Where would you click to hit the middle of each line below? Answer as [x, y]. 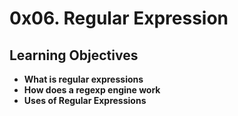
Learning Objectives [74, 55]
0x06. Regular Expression [119, 18]
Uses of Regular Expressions [85, 100]
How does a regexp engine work [92, 90]
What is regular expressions [83, 79]
